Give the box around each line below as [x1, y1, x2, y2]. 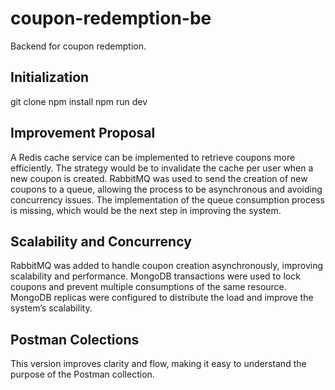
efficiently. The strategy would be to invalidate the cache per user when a [10, 162, 314, 174]
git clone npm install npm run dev [10, 95, 148, 107]
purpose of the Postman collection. [10, 368, 155, 381]
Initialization [10, 69, 90, 86]
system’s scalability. [10, 302, 93, 314]
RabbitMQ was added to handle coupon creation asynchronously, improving [10, 260, 324, 272]
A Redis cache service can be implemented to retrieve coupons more [10, 151, 296, 163]
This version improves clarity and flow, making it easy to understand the [10, 358, 307, 370]
